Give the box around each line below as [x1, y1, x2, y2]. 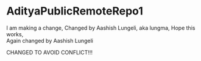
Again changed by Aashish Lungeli [6, 37, 93, 44]
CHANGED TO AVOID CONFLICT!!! [6, 48, 93, 56]
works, [6, 30, 24, 37]
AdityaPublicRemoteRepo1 [6, 4, 143, 18]
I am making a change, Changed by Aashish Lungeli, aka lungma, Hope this [6, 24, 196, 31]
